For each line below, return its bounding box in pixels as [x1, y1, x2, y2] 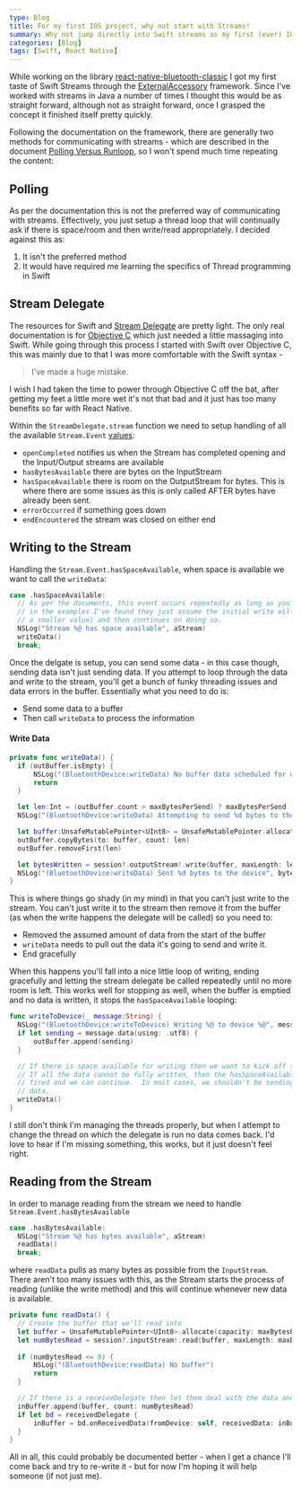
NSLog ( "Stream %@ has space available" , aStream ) [17, 624, 206, 633]
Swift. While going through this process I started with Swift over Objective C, [9, 339, 292, 350]
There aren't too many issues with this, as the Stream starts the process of [9, 1274, 285, 1285]
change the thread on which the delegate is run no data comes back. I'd [9, 1129, 275, 1140]
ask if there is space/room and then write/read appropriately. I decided [9, 224, 271, 234]
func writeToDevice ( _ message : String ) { [9, 1012, 163, 1021]
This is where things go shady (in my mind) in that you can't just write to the [9, 893, 289, 904]
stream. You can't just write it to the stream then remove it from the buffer [9, 903, 281, 913]
